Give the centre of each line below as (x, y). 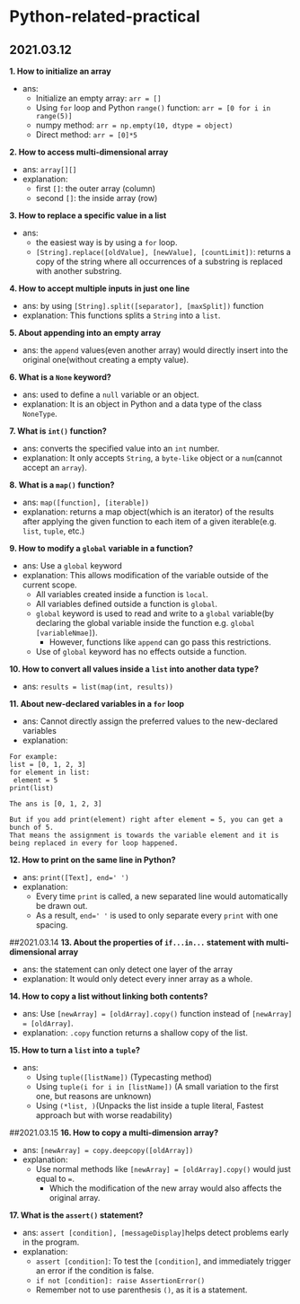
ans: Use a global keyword (72, 566)
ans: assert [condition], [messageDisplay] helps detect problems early (155, 1233)
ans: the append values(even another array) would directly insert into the (155, 350)
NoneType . (40, 414)
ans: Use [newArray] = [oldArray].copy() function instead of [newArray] (157, 1013)
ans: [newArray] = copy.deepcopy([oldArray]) (108, 1150)
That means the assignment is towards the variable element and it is (144, 835)
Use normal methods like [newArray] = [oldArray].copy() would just (163, 1169)
